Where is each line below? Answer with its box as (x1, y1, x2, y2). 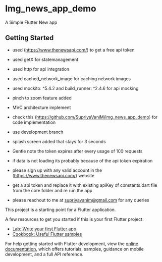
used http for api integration (12, 66, 69, 72)
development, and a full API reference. (5, 251, 84, 257)
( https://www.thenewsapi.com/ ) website (12, 172, 95, 178)
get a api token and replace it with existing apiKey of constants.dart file (12, 182, 158, 188)
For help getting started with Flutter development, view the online (5, 241, 139, 247)
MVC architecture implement (12, 105, 71, 110)
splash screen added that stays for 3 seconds (12, 138, 106, 144)
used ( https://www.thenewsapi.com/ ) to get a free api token (12, 47, 135, 52)
